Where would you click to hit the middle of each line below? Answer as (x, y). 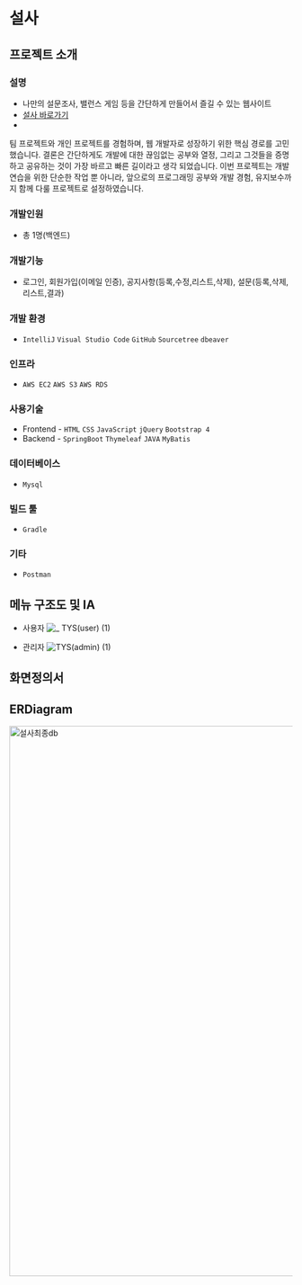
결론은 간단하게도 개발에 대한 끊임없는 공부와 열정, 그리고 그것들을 (158, 155)
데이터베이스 (35, 464)
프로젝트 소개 (44, 54)
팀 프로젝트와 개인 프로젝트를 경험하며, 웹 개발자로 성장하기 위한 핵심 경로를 (141, 143)
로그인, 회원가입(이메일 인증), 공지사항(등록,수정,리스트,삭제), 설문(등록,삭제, (155, 282)
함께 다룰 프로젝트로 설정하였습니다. (81, 188)
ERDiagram (41, 709)
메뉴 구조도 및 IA (53, 605)
